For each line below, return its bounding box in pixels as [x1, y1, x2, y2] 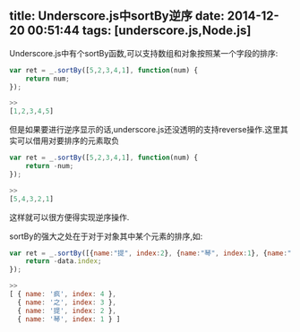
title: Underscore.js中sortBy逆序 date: [9, 8, 226, 24]
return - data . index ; [25, 257, 102, 266]
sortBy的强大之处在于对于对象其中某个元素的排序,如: [9, 231, 203, 242]
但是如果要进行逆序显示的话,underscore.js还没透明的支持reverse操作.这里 [9, 124, 280, 135]
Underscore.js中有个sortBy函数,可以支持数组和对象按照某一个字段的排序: [9, 47, 279, 58]
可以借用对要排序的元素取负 [16, 135, 119, 146]
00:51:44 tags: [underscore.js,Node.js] [27, 23, 252, 38]
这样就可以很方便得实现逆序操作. [9, 211, 130, 222]
